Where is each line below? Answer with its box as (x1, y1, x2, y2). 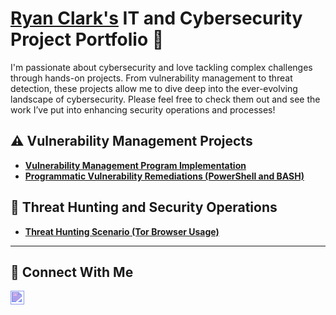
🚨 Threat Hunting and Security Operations (10, 199, 278, 216)
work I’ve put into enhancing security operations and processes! (10, 103, 276, 116)
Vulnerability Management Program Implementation (24, 159, 247, 171)
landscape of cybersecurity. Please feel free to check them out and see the (10, 93, 321, 105)
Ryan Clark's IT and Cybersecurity (10, 7, 303, 30)
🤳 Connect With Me (10, 263, 134, 281)
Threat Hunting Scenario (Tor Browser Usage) (24, 225, 220, 237)
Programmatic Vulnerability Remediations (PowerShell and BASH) (24, 170, 305, 182)
